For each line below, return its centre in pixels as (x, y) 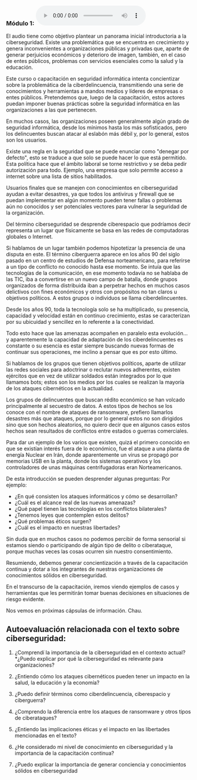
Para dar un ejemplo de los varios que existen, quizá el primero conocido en (98, 443)
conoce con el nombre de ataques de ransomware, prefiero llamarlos (90, 412)
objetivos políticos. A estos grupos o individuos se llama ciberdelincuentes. (97, 298)
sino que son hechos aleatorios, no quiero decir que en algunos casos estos (98, 425)
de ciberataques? (35, 718)
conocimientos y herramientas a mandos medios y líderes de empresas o (94, 91)
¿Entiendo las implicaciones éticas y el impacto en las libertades (92, 729)
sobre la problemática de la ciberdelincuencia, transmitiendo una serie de (95, 85)
